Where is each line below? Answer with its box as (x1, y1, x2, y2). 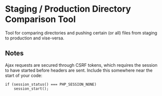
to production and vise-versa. (5, 35, 65, 41)
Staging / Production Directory (5, 3, 131, 15)
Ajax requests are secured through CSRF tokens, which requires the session (5, 62, 158, 68)
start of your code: (5, 72, 43, 78)
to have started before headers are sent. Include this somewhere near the (5, 67, 153, 73)
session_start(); (14, 86, 49, 91)
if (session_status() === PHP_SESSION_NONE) (5, 82, 97, 87)
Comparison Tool (5, 14, 76, 25)
